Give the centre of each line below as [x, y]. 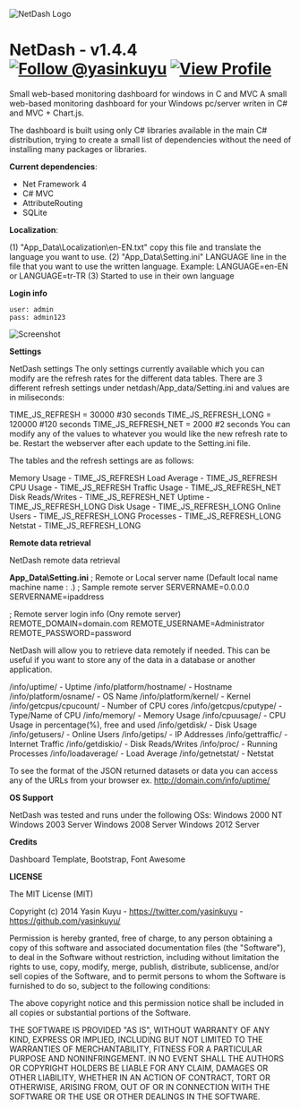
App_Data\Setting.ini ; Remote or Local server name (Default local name [144, 577]
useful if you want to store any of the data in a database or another [133, 659]
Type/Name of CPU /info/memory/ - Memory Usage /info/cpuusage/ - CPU [148, 715]
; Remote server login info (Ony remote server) [95, 614]
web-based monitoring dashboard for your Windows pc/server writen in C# [149, 103]
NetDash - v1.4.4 [73, 50]
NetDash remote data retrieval [65, 560]
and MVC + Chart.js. [47, 113]
